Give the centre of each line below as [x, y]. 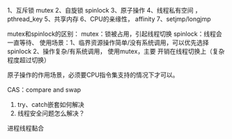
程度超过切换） [29, 60]
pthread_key [25, 19]
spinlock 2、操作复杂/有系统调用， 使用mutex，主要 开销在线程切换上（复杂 [116, 51]
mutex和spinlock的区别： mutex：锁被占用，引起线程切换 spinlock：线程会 [115, 34]
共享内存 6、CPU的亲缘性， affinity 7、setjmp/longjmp [132, 19]
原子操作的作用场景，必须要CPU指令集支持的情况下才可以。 [93, 75]
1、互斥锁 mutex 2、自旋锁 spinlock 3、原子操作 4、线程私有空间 [100, 10]
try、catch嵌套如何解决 [51, 104]
